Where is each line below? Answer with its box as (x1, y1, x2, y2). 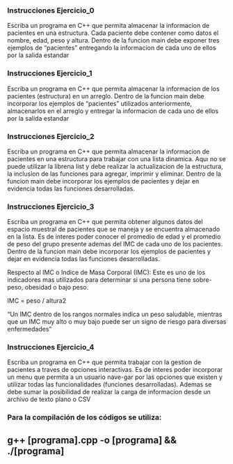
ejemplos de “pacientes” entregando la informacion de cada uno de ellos (7, 44, 216, 52)
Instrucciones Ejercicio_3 (7, 202, 95, 211)
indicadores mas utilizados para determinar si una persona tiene (7, 276, 191, 284)
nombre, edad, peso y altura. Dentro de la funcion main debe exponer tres (7, 36, 220, 45)
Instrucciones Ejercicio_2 (7, 131, 95, 141)
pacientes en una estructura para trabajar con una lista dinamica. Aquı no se (7, 154, 226, 163)
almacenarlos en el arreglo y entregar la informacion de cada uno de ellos (7, 107, 219, 115)
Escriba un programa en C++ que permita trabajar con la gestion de (7, 358, 202, 366)
